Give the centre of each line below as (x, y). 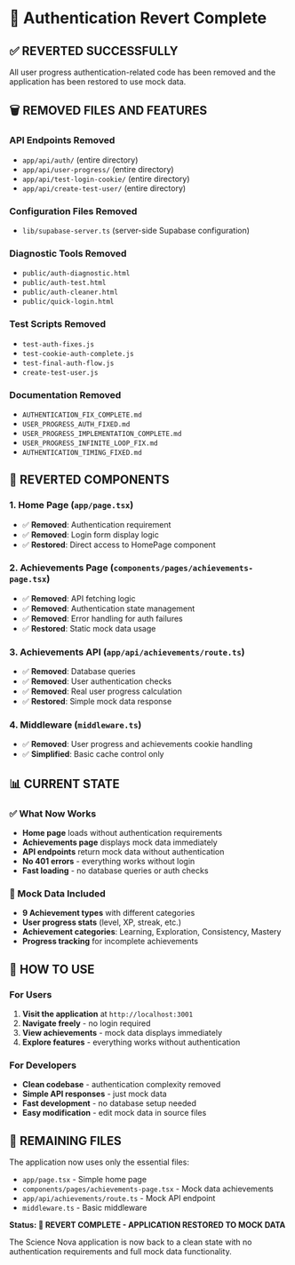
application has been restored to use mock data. (98, 82)
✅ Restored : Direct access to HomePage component (119, 545)
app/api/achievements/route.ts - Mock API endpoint (119, 1198)
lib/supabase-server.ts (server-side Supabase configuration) (136, 230)
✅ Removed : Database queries (79, 672)
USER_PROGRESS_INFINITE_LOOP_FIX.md (90, 443)
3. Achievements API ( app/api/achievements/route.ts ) (128, 652)
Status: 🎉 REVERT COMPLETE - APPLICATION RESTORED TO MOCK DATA (147, 1225)
